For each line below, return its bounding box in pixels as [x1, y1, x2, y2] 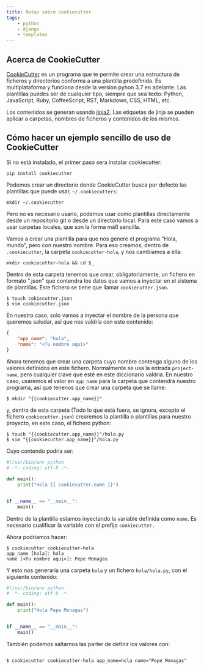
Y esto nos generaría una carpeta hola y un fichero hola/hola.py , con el [6, 567, 188, 574]
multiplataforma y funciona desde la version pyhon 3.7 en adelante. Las [6, 83, 186, 91]
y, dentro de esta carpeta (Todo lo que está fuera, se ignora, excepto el [6, 406, 186, 414]
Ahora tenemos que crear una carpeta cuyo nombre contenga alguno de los [6, 358, 198, 365]
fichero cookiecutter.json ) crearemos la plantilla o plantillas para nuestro [6, 413, 191, 420]
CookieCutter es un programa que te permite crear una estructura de [6, 70, 180, 78]
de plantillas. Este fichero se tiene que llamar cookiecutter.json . [6, 283, 169, 291]
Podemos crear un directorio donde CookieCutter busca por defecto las [6, 181, 188, 188]
